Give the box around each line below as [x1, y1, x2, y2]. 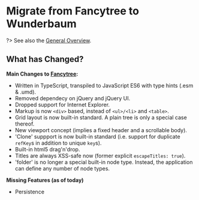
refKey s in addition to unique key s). [14, 139, 102, 147]
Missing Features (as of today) [6, 176, 84, 184]
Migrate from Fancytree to [6, 4, 140, 18]
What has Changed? [6, 54, 84, 64]
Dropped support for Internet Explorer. [14, 101, 110, 108]
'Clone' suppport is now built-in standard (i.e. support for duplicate [14, 133, 181, 140]
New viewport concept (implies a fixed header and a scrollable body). [14, 126, 188, 133]
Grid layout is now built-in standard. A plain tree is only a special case [14, 114, 187, 121]
